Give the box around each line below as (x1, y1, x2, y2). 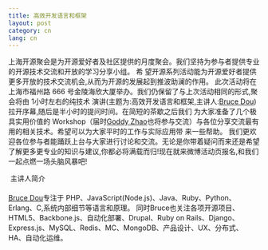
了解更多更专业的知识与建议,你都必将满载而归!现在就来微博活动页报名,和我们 (8, 147, 259, 157)
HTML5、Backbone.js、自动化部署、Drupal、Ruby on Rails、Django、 (8, 213, 239, 223)
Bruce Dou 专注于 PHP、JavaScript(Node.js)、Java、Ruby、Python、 (8, 193, 237, 203)
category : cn (8, 26, 52, 34)
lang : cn (8, 34, 37, 42)
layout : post (8, 19, 52, 27)
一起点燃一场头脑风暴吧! (8, 157, 88, 166)
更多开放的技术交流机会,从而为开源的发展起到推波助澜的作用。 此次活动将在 (8, 77, 257, 86)
